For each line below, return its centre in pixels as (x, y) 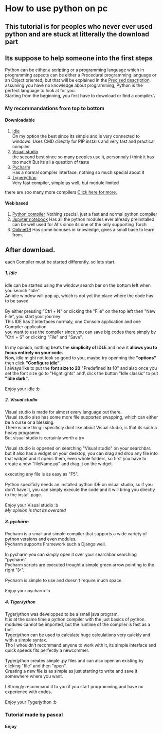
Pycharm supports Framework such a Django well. (55, 544)
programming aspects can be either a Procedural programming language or (81, 75)
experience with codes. (28, 692)
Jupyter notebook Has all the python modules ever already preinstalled (83, 219)
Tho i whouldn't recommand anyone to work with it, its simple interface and (81, 645)
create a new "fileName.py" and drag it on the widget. (59, 464)
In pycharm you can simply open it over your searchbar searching (71, 555)
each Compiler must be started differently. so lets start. (60, 262)
